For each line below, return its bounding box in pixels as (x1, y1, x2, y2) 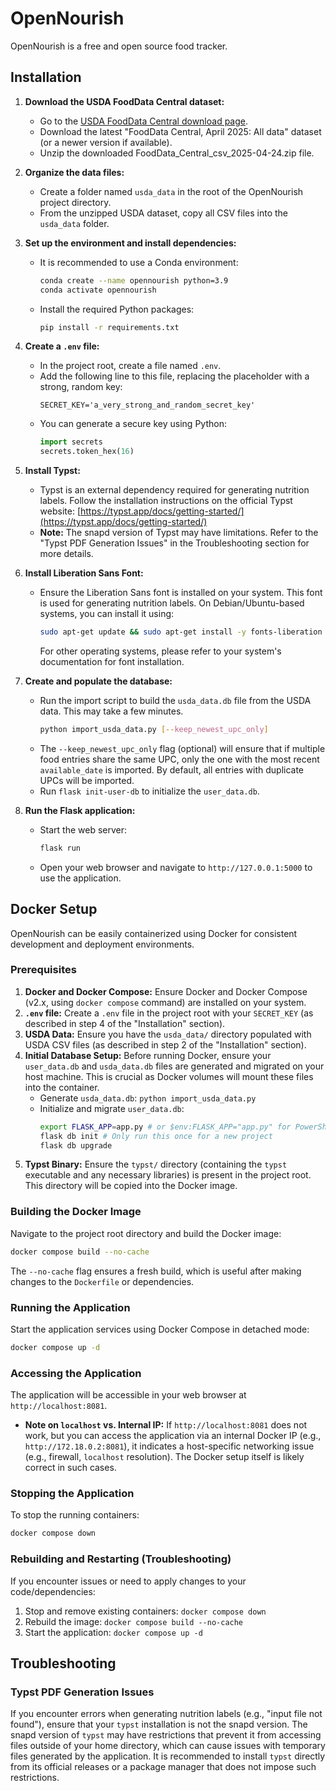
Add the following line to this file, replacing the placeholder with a (39, 370, 310, 382)
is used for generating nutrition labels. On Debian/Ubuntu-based (39, 597, 305, 609)
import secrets (39, 437, 103, 447)
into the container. (24, 1081, 100, 1093)
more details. (39, 548, 94, 560)
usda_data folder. (39, 217, 110, 229)
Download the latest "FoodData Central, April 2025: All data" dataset (39, 125, 322, 137)
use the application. (39, 872, 122, 884)
